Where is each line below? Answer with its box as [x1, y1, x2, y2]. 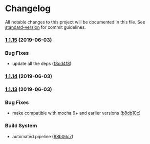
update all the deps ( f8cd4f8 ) [12, 61, 72, 66]
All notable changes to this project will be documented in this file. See [5, 19, 146, 25]
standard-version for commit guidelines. [5, 24, 86, 30]
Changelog [5, 3, 51, 14]
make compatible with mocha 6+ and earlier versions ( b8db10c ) [12, 110, 141, 116]
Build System [5, 123, 38, 129]
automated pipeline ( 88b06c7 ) [12, 133, 74, 139]
